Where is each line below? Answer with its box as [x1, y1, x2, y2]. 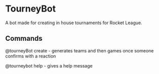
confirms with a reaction [5, 53, 56, 59]
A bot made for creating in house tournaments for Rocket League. [5, 20, 143, 26]
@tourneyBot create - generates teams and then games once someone [5, 47, 154, 53]
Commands [5, 34, 43, 43]
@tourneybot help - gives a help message [5, 62, 93, 68]
